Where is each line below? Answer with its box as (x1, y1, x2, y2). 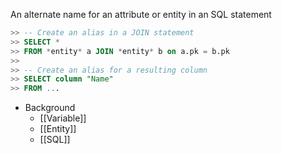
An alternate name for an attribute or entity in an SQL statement (10, 9, 272, 20)
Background (24, 102, 76, 114)
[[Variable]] (39, 112, 87, 124)
